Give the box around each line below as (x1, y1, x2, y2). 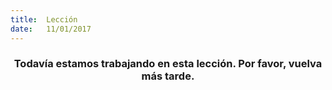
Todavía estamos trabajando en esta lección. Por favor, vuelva (13, 57, 323, 71)
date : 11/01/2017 (10, 24, 92, 34)
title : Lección (10, 14, 78, 25)
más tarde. (141, 69, 195, 83)
